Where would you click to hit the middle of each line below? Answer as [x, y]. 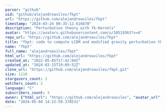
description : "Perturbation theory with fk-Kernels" [61, 28]
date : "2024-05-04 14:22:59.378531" [43, 102]
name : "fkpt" [19, 47]
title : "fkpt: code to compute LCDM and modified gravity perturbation [80, 42]
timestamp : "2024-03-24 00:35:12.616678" [48, 24]
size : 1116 [16, 74]
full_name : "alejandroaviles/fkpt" [42, 51]
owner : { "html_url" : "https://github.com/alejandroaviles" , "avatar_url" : [84, 97]
